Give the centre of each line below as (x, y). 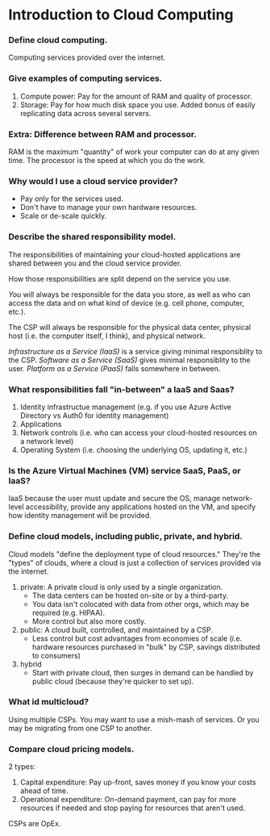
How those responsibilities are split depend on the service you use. (120, 278)
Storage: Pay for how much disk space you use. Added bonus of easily (137, 104)
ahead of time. (44, 791)
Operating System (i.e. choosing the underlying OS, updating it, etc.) (134, 449)
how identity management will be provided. (80, 516)
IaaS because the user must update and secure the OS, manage (114, 499)
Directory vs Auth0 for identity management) (94, 415)
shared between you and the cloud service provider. (95, 263)
